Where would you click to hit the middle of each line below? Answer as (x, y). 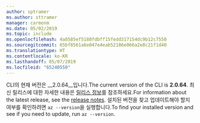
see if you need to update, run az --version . (61, 114)
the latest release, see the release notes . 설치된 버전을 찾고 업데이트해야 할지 (98, 100)
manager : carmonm (28, 23)
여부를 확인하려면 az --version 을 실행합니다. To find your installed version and (100, 107)
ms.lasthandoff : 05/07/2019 (41, 61)
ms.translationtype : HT (36, 51)
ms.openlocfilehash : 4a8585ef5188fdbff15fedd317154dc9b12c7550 (87, 39)
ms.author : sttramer (32, 17)
